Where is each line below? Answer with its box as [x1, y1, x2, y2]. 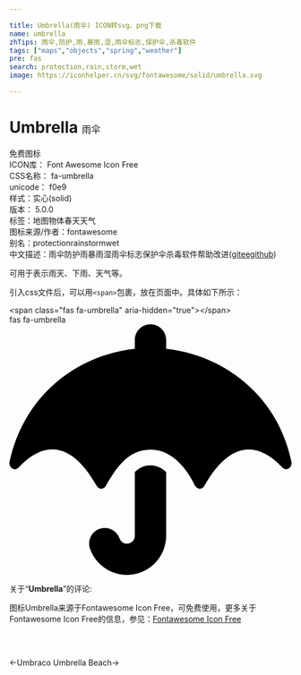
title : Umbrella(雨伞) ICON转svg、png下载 [9, 21, 162, 30]
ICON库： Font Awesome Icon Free [9, 158, 139, 170]
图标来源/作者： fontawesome [9, 226, 118, 237]
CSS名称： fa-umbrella [9, 170, 94, 181]
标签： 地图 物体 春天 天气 [9, 215, 96, 226]
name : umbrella [9, 29, 66, 38]
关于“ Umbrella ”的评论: [9, 583, 92, 594]
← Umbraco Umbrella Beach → [9, 657, 120, 668]
